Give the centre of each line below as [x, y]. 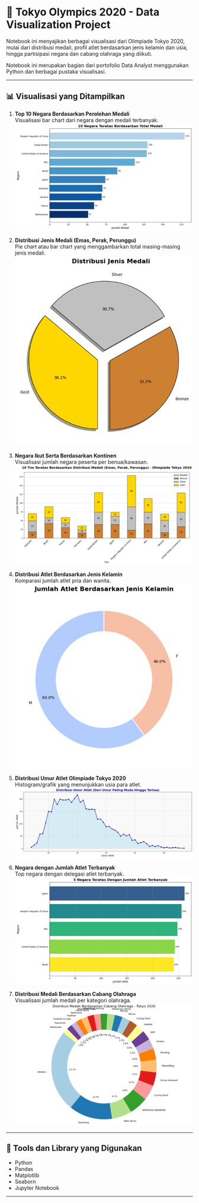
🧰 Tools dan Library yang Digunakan [74, 1148]
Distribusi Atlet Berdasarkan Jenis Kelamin [68, 574]
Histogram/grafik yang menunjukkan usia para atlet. [78, 784]
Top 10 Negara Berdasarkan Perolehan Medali [72, 114]
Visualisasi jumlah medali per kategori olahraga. [73, 1000]
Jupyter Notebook [37, 1188]
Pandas [24, 1169]
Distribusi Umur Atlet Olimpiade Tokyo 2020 [70, 778]
